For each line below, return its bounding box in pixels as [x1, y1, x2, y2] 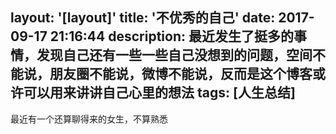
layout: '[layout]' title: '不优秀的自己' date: [10, 9, 276, 27]
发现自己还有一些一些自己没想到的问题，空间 [36, 47, 313, 64]
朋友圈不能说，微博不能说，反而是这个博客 [49, 66, 313, 83]
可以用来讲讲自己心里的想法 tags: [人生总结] [23, 84, 296, 102]
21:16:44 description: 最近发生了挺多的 [49, 28, 294, 45]
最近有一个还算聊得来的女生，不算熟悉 [10, 113, 168, 125]
